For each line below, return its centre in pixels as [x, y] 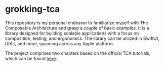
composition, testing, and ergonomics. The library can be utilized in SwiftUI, [82, 38]
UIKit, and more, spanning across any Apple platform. [60, 43]
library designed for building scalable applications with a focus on [72, 33]
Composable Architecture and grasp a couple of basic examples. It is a [77, 28]
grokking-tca [33, 9]
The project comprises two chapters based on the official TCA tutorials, [78, 53]
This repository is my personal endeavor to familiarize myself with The [77, 23]
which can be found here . [31, 58]
